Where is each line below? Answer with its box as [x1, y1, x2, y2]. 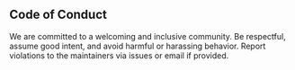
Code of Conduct [9, 7, 108, 22]
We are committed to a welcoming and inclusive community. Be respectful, [9, 31, 286, 41]
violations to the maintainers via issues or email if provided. [9, 49, 229, 61]
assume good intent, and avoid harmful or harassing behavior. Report [9, 40, 266, 51]
